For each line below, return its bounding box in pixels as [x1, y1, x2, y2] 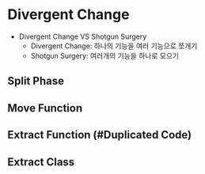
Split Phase [7, 74, 65, 88]
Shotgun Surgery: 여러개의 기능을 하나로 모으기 [30, 51, 180, 60]
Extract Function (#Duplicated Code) [7, 128, 192, 142]
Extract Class [7, 155, 75, 168]
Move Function [7, 101, 83, 115]
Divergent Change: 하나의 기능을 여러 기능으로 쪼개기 [30, 41, 198, 51]
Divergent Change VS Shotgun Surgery [18, 32, 147, 41]
